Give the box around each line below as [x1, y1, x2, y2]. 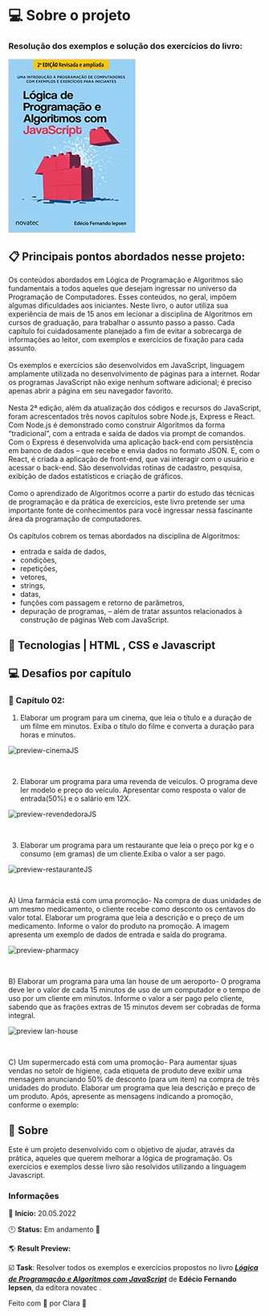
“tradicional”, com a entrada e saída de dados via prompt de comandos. [8, 429, 246, 439]
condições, [19, 555, 58, 565]
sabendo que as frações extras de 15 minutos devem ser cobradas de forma [8, 1002, 261, 1012]
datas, [19, 590, 42, 599]
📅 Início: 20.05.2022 [8, 1208, 76, 1218]
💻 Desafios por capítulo [8, 667, 132, 680]
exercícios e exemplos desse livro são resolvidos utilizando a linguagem [8, 1162, 247, 1171]
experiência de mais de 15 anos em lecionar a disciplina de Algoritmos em [8, 309, 253, 319]
